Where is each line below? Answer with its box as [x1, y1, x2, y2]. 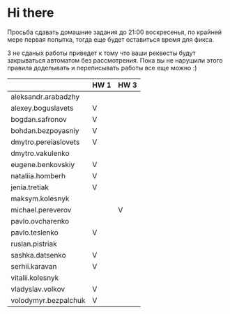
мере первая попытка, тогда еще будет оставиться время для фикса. [7, 35, 215, 43]
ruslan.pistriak [10, 239, 57, 249]
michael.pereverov [10, 205, 72, 214]
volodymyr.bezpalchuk [10, 295, 86, 305]
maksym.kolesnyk [10, 194, 70, 203]
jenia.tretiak [10, 182, 49, 192]
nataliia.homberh [10, 171, 66, 180]
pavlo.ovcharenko [10, 216, 70, 226]
